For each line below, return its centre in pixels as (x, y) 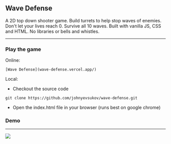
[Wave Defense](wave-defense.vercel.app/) (51, 70)
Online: (13, 60)
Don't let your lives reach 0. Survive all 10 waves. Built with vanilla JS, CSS (83, 26)
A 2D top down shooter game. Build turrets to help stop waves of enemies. (83, 20)
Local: (12, 79)
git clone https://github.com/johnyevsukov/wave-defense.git (72, 98)
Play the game (23, 49)
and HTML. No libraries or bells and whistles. (52, 31)
